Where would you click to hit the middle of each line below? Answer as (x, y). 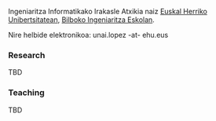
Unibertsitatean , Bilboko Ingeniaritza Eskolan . (81, 20)
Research (27, 55)
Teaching (26, 93)
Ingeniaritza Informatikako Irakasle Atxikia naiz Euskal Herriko (108, 11)
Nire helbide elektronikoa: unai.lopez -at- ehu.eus (88, 35)
